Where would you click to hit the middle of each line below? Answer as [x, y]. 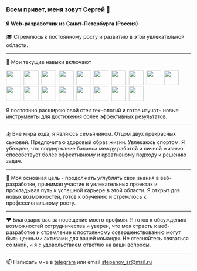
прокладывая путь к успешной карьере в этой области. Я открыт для [93, 190]
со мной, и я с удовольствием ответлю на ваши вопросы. [79, 245]
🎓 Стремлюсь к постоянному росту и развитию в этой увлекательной [95, 37]
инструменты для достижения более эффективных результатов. [87, 116]
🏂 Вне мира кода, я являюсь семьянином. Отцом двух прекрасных [91, 134]
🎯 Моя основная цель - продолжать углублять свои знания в [83, 178]
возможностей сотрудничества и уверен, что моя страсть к [81, 226]
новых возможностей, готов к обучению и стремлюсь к [76, 197]
